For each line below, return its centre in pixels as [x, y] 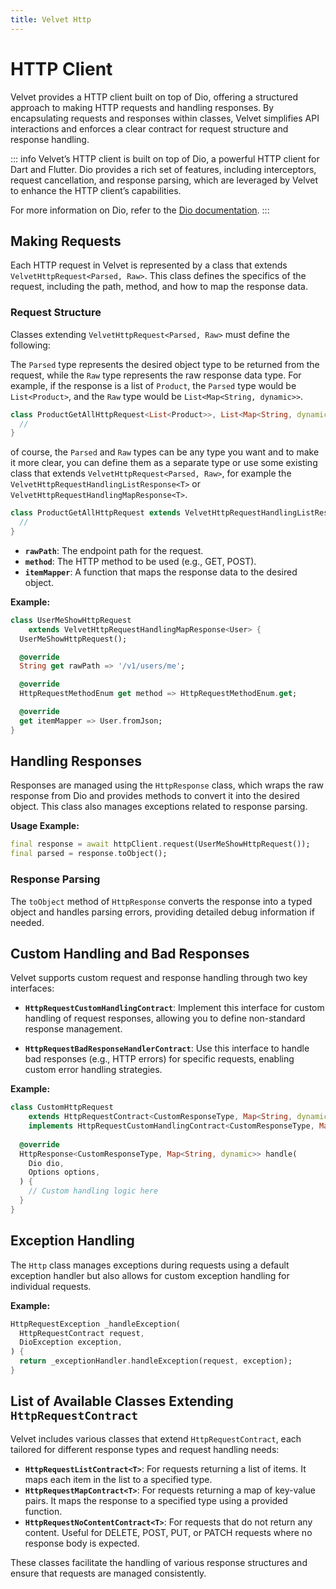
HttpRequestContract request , [82, 1333]
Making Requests [66, 241]
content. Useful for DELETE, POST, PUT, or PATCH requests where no [168, 1532]
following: [30, 345]
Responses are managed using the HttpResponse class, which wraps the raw [167, 785]
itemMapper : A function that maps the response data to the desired [161, 572]
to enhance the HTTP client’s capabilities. [96, 190]
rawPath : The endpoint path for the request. [114, 550]
